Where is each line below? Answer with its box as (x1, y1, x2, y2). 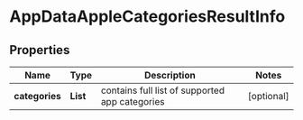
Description (143, 69, 196, 81)
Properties (9, 42, 70, 58)
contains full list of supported (100, 84, 225, 97)
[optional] (247, 90, 289, 102)
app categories (100, 96, 165, 107)
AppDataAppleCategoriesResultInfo (9, 6, 286, 27)
